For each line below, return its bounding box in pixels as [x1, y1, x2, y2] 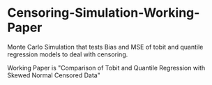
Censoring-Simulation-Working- [7, 5, 200, 21]
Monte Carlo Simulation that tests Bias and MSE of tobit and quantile [7, 42, 204, 51]
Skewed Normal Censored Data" [7, 71, 101, 79]
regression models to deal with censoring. [7, 50, 128, 59]
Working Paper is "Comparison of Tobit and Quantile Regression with [7, 63, 206, 72]
